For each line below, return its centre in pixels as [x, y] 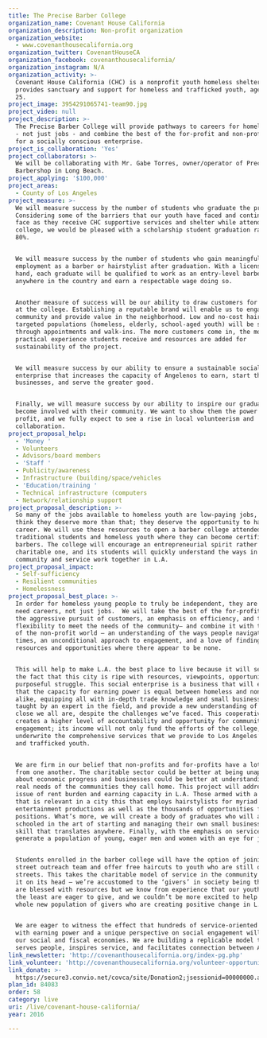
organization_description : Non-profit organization [95, 30]
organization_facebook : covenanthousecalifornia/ [92, 60]
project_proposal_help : [48, 433]
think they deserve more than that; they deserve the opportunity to [133, 523]
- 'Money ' [33, 441]
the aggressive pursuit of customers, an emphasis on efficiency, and [135, 618]
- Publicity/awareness [53, 471]
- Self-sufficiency [48, 574]
